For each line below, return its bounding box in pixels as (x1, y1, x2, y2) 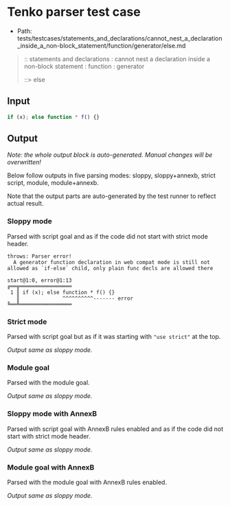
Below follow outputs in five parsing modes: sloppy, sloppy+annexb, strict (7, 171, 216, 179)
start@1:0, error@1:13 (7, 276, 72, 284)
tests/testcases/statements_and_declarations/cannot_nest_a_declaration (16, 34, 222, 42)
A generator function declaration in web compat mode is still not (13, 258, 211, 265)
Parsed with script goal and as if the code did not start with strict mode (7, 232, 208, 241)
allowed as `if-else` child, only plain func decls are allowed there (7, 265, 214, 272)
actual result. (7, 199, 44, 208)
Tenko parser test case (7, 4, 141, 20)
